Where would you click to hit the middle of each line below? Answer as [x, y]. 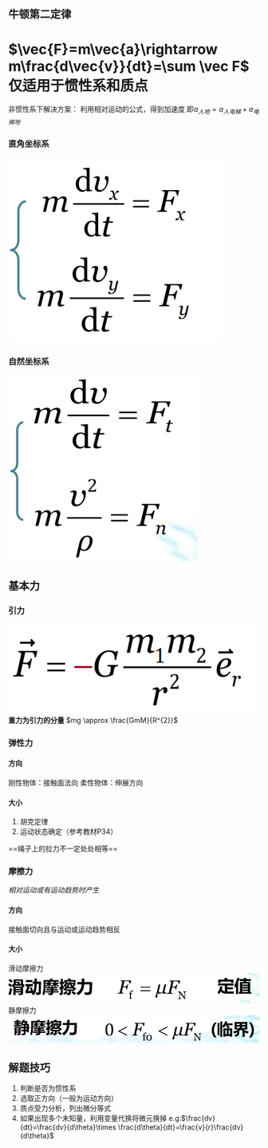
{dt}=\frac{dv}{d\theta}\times [68, 1127]
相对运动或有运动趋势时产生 [54, 890]
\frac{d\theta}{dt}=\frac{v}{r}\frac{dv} [181, 1127]
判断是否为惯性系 [48, 1088]
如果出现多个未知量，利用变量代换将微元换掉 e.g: [100, 1118]
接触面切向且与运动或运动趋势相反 [64, 929]
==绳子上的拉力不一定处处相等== [63, 848]
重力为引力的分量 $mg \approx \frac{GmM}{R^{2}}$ [93, 720]
